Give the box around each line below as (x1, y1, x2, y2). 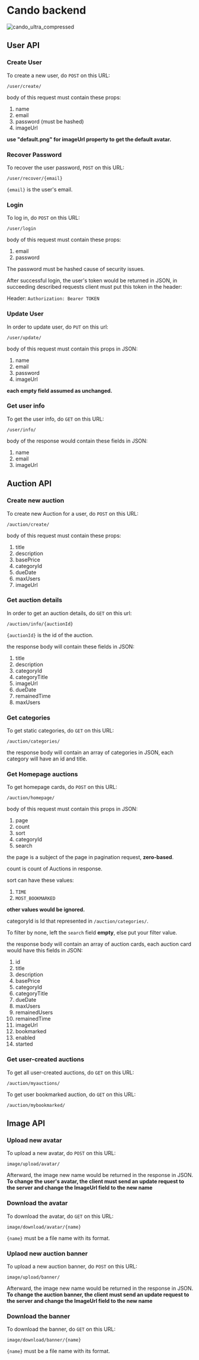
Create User (7, 58, 42, 67)
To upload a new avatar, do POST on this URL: (7, 1150, 116, 1157)
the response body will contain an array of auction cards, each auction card (7, 941, 192, 948)
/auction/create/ (7, 521, 50, 528)
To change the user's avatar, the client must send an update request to (7, 1178, 184, 1185)
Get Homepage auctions (7, 770, 78, 778)
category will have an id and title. (7, 755, 88, 762)
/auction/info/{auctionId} (7, 621, 73, 627)
